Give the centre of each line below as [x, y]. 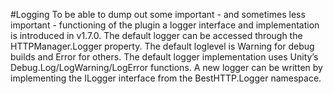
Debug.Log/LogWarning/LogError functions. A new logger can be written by [166, 67]
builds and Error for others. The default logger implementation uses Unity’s [164, 57]
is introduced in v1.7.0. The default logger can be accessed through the [156, 35]
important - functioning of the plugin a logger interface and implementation [165, 25]
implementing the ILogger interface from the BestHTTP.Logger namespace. [166, 78]
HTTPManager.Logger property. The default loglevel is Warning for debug [162, 46]
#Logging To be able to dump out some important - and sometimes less [158, 14]
